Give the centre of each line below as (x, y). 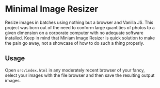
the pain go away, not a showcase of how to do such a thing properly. (75, 43)
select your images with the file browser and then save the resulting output (80, 75)
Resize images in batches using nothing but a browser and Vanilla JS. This (79, 22)
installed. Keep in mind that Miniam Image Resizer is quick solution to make (80, 38)
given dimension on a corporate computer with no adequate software (74, 33)
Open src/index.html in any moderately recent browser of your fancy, (75, 70)
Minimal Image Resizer (52, 9)
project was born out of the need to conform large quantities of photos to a (80, 27)
